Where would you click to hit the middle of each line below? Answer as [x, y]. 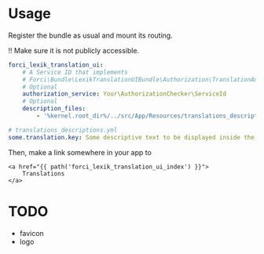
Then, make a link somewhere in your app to [80, 152]
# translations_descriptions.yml [63, 130]
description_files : [54, 109]
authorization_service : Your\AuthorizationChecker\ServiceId [124, 94]
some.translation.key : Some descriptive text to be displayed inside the [132, 137]
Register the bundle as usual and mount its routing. [90, 35]
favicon [32, 233]
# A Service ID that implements [75, 72]
